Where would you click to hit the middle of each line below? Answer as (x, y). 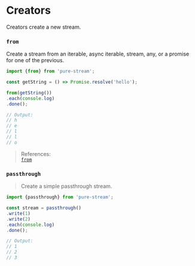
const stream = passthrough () (44, 208)
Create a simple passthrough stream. (66, 186)
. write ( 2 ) (19, 219)
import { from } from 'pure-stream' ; (51, 71)
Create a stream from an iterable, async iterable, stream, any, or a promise (98, 54)
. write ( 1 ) (19, 213)
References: (36, 154)
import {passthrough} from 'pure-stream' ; (60, 197)
